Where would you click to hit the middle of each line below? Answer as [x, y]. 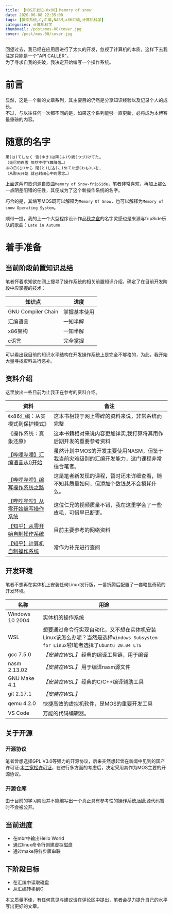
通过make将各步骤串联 [37, 851]
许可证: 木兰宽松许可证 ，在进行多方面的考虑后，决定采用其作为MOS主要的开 [86, 768]
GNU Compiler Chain [33, 311]
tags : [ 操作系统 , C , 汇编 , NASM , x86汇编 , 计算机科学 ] [55, 20]
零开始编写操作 [26, 508]
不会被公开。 [23, 807]
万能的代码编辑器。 [66, 713]
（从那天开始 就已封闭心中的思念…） [38, 173]
